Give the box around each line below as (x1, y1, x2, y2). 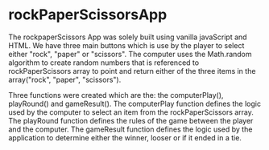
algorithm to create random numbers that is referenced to (8, 58, 200, 67)
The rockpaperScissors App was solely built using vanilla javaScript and (8, 32, 247, 42)
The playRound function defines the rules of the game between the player (8, 116, 254, 125)
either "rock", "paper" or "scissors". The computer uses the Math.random (8, 49, 252, 59)
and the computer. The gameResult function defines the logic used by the (8, 124, 253, 134)
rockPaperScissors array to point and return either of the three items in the (8, 66, 256, 75)
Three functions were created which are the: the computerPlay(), (8, 90, 224, 99)
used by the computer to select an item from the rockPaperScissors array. (8, 107, 254, 117)
